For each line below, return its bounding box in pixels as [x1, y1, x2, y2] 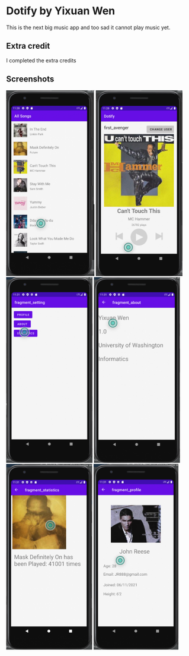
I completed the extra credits [6, 56, 76, 64]
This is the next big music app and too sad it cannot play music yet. [6, 24, 171, 31]
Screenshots [6, 74, 55, 84]
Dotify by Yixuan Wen [6, 4, 116, 18]
